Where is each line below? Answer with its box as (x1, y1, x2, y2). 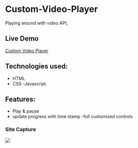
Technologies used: (5, 62, 68, 71)
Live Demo (5, 34, 39, 43)
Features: (5, 95, 36, 103)
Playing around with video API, (5, 20, 68, 26)
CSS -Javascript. (12, 81, 47, 87)
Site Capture (5, 126, 36, 133)
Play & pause (12, 108, 39, 114)
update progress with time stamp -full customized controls (12, 114, 133, 120)
